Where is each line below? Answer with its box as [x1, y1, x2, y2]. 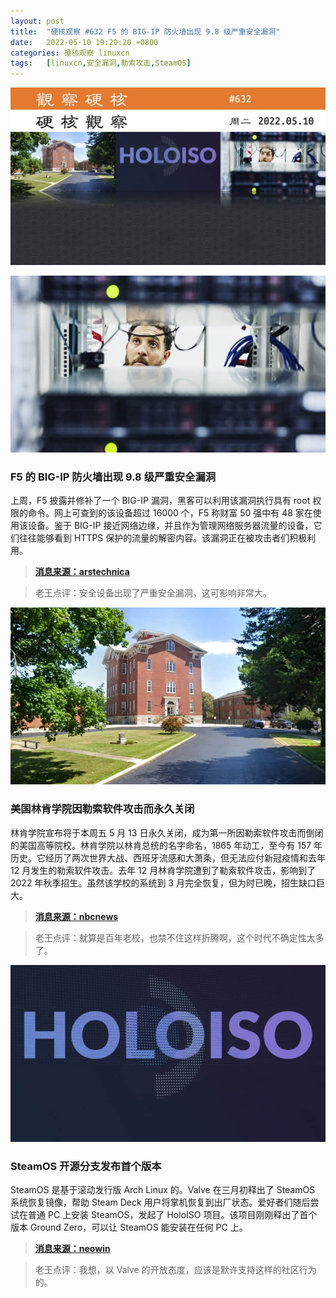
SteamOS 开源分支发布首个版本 [10, 1160, 162, 1173]
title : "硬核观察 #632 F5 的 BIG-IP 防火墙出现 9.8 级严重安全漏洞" [10, 26, 281, 37]
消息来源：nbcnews [34, 910, 119, 922]
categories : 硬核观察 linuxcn [10, 48, 130, 58]
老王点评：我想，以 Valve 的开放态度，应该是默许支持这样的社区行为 [34, 1264, 317, 1276]
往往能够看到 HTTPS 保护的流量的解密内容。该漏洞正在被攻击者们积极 [18, 532, 308, 544]
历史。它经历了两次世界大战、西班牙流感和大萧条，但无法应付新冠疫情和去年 [10, 851, 326, 864]
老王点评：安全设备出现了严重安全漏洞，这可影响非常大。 [34, 587, 272, 599]
